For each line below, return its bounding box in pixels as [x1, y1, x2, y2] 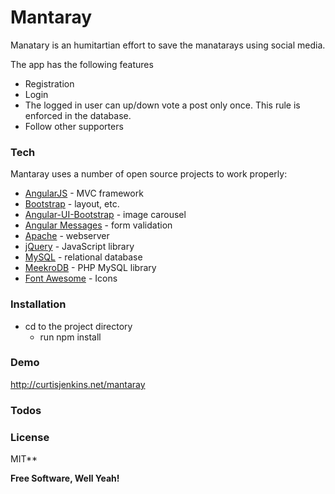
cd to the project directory [24, 320, 133, 332]
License [10, 430, 50, 444]
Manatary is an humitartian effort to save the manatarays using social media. [10, 39, 326, 51]
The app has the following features [10, 58, 154, 70]
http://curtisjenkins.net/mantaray [10, 378, 146, 390]
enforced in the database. [24, 109, 132, 121]
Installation [10, 297, 67, 311]
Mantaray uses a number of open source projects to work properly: [10, 168, 288, 180]
